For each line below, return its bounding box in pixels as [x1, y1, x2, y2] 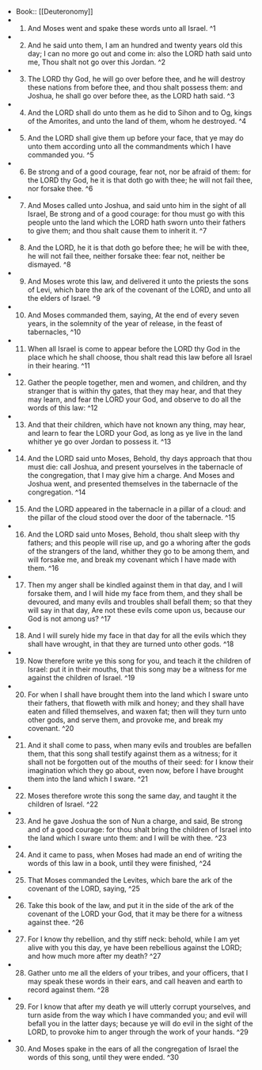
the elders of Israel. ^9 [27, 294, 101, 302]
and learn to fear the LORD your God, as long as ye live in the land [27, 429, 243, 437]
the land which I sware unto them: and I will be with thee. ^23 [27, 833, 227, 842]
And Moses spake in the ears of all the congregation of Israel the [27, 1044, 239, 1053]
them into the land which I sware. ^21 [27, 774, 148, 783]
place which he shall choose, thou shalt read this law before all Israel [27, 352, 253, 362]
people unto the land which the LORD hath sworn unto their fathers [27, 217, 246, 227]
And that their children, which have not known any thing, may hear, [27, 420, 246, 429]
